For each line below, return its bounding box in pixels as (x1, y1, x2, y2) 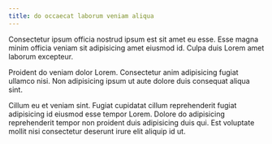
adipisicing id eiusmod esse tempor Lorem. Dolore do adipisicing (8, 109, 226, 119)
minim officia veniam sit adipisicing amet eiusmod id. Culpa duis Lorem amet (8, 42, 265, 53)
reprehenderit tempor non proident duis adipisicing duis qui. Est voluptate (8, 117, 255, 127)
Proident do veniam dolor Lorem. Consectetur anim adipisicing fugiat (8, 67, 239, 77)
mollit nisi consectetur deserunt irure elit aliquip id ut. (8, 126, 186, 136)
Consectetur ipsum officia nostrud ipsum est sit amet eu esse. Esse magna (8, 34, 259, 44)
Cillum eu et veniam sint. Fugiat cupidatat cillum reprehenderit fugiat (8, 100, 237, 110)
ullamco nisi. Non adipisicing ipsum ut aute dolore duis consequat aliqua (8, 76, 250, 85)
